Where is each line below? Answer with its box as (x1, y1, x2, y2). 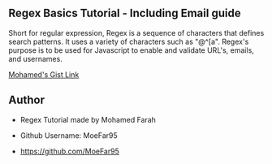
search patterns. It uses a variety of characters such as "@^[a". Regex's (8, 37, 249, 46)
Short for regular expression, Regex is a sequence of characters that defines (8, 28, 265, 37)
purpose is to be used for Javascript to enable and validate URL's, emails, (8, 45, 254, 55)
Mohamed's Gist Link (8, 69, 80, 80)
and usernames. (8, 54, 63, 63)
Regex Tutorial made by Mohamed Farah (19, 114, 157, 124)
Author (8, 93, 45, 107)
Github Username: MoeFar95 (19, 130, 118, 140)
